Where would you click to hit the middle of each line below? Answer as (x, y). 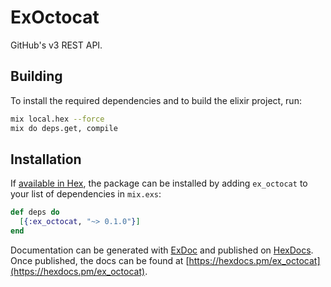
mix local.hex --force (57, 119)
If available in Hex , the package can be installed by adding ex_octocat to (159, 183)
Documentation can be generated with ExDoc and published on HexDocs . (162, 250)
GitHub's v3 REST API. (56, 45)
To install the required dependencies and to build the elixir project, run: (156, 100)
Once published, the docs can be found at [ (100, 260)
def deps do (35, 212)
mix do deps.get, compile (64, 128)
